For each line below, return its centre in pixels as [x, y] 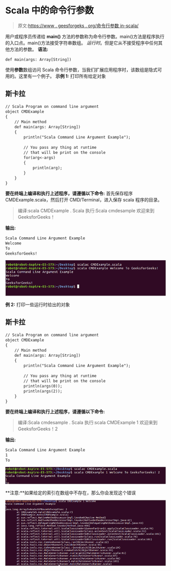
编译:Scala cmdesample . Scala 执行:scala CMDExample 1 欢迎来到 [88, 422]
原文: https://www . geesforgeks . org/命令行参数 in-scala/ [78, 26]
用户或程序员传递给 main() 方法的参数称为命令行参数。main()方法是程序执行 [85, 36]
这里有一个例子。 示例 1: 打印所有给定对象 [62, 76]
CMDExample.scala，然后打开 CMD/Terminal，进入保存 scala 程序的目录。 [84, 199]
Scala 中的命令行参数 [50, 10]
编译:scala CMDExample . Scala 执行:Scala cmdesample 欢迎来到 [86, 211]
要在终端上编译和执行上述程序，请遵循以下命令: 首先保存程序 [69, 193]
